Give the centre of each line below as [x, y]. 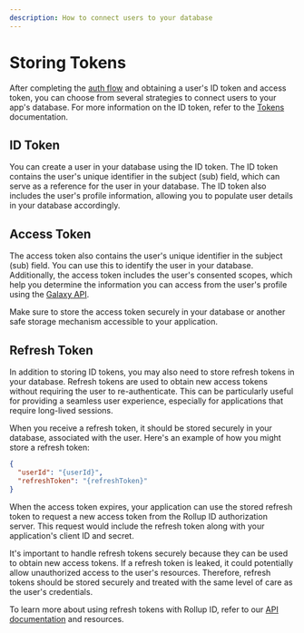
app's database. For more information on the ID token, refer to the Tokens [147, 107]
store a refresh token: [50, 447]
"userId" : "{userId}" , [60, 472]
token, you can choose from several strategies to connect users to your [143, 97]
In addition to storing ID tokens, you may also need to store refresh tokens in [152, 372]
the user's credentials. [51, 591]
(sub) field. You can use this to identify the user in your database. [132, 266]
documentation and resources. [67, 618]
